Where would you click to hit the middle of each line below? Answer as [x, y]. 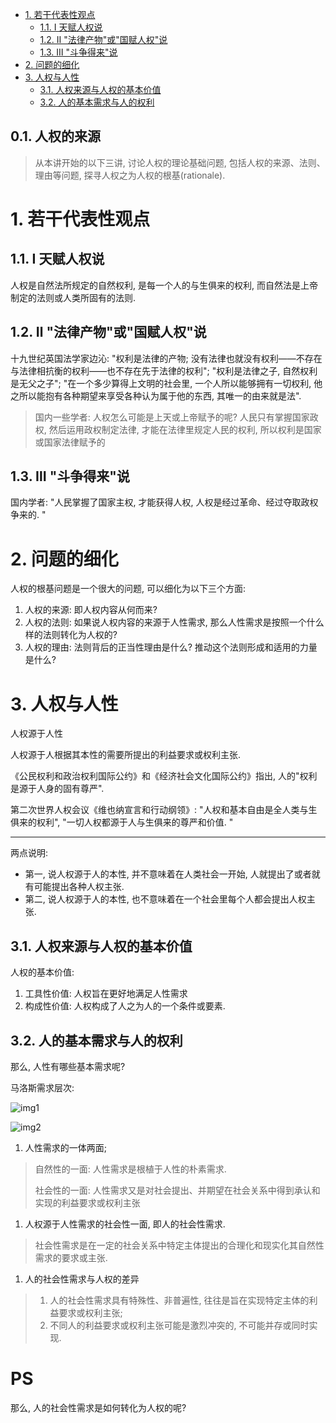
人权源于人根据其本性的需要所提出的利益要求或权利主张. [126, 755]
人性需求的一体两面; [66, 1147]
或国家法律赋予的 [70, 442]
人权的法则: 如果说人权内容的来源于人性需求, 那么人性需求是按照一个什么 [174, 622]
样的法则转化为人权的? [71, 635]
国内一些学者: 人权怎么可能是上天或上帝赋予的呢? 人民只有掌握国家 [172, 417]
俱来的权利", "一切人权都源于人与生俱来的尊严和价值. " [122, 822]
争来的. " [28, 515]
